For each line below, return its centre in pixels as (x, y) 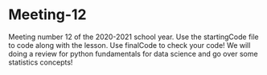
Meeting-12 (47, 15)
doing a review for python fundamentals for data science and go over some (133, 53)
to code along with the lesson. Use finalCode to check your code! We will (129, 45)
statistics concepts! (41, 62)
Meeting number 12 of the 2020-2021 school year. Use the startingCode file (133, 37)
